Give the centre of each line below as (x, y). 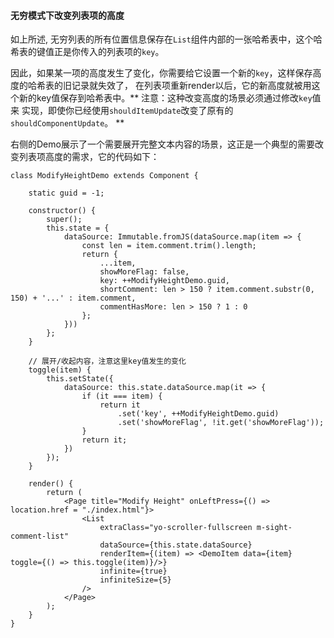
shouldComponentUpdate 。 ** (67, 123)
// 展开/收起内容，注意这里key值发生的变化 (107, 361)
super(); (64, 220)
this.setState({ (80, 379)
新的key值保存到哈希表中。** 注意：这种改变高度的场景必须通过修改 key (165, 98)
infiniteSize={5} (135, 580)
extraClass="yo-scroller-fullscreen (176, 528)
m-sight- (274, 528)
